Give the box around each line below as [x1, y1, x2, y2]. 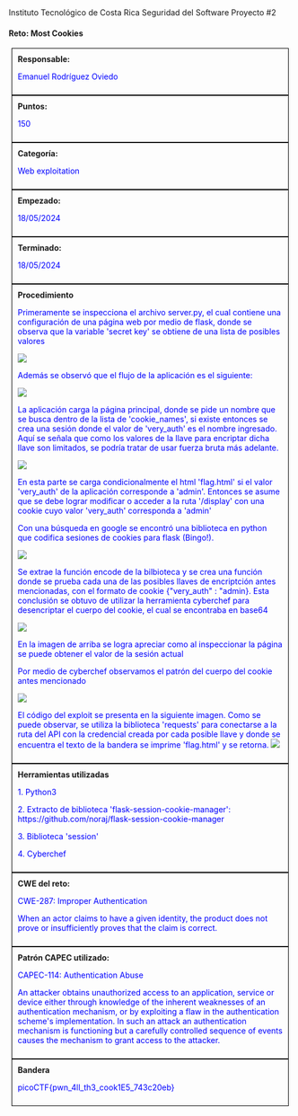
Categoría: [17, 148, 58, 159]
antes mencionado [17, 676, 86, 686]
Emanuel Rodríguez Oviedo [17, 71, 118, 82]
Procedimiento [17, 289, 74, 301]
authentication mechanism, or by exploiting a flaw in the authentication [17, 1006, 279, 1017]
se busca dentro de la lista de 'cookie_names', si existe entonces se [17, 414, 268, 425]
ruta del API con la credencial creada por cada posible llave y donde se [17, 729, 281, 740]
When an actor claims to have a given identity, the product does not [17, 913, 268, 924]
